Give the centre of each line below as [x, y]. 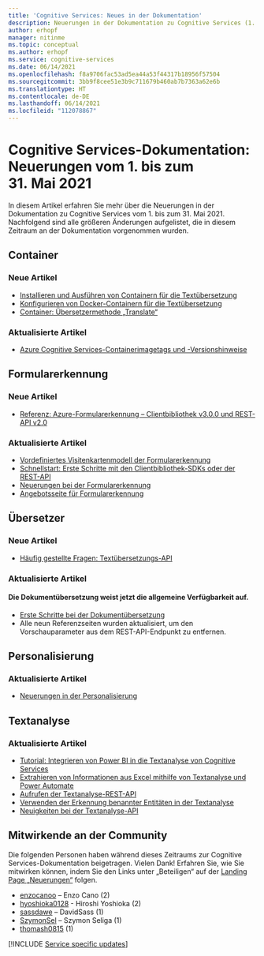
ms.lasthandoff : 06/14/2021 [54, 103]
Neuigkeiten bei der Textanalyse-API [79, 811]
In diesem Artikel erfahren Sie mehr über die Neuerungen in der [112, 205]
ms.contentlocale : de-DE [49, 96]
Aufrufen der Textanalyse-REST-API [78, 794]
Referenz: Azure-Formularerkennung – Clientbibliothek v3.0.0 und [126, 414]
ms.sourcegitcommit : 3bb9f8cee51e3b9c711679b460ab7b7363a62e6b [114, 81]
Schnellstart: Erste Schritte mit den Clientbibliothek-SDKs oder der [127, 468]
